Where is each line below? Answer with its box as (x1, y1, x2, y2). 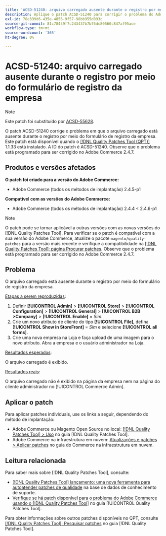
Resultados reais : (5, 369, 41, 375)
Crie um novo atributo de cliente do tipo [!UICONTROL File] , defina (12, 319, 149, 325)
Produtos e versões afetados (5, 163, 96, 172)
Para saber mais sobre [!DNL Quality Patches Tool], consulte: (5, 469, 130, 475)
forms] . (12, 330, 28, 335)
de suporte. (12, 490, 36, 496)
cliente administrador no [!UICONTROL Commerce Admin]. (5, 384, 125, 390)
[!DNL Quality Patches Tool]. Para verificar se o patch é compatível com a (5, 230, 155, 236)
